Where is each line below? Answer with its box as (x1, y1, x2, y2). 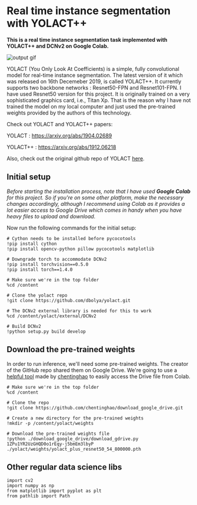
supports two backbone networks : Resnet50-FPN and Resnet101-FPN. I (6, 84, 182, 91)
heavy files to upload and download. (6, 212, 96, 219)
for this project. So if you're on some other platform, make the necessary (6, 194, 184, 201)
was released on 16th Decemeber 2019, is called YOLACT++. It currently (6, 78, 182, 85)
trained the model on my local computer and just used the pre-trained (6, 103, 176, 110)
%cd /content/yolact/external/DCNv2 (6, 313, 96, 319)
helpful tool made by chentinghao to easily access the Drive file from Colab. (6, 373, 191, 380)
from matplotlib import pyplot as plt (6, 488, 102, 494)
